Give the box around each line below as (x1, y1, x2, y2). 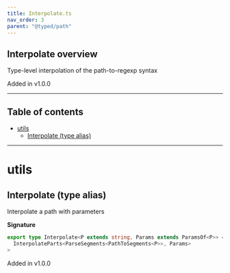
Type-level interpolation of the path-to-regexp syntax (7, 67, 158, 75)
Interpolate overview (7, 48, 98, 60)
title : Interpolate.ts (7, 10, 72, 17)
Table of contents (7, 106, 84, 117)
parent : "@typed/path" (7, 23, 72, 29)
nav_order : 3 (7, 16, 44, 23)
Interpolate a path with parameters (7, 207, 105, 215)
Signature (7, 221, 36, 228)
